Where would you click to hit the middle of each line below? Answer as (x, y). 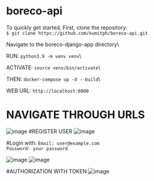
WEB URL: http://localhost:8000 (47, 90)
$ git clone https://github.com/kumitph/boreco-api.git (77, 33)
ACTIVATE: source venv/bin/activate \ (53, 68)
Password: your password (37, 148)
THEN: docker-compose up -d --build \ (53, 79)
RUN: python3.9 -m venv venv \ (44, 56)
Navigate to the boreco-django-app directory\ (63, 44)
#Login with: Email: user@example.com (53, 143)
